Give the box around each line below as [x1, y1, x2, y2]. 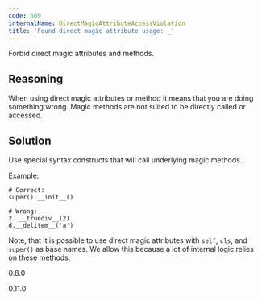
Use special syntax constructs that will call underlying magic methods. [8, 155, 243, 165]
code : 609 [8, 11, 42, 20]
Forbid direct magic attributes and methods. [8, 49, 155, 59]
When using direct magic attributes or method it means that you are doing [8, 93, 254, 103]
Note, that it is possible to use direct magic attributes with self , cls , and [8, 236, 247, 245]
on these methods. [8, 253, 71, 262]
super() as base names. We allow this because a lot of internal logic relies [8, 245, 254, 253]
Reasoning [8, 72, 64, 85]
